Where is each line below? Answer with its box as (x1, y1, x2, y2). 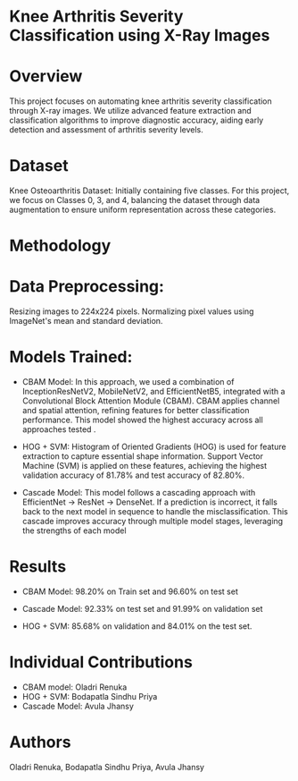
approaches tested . (21, 424, 96, 435)
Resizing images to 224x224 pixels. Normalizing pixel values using (9, 306, 254, 317)
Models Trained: (9, 347, 133, 368)
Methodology (9, 235, 112, 256)
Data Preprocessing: (9, 276, 165, 297)
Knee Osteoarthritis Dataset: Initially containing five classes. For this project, (9, 185, 290, 196)
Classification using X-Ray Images (9, 25, 270, 46)
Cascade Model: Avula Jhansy (21, 700, 134, 711)
